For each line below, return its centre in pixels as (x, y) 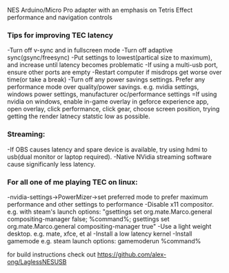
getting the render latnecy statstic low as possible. (79, 116)
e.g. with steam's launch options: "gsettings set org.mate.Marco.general (110, 211)
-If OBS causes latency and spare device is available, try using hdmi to (108, 149)
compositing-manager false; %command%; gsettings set (89, 219)
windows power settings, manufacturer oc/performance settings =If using (112, 94)
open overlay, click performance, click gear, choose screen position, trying (113, 109)
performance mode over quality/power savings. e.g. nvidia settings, (103, 87)
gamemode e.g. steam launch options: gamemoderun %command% (104, 241)
